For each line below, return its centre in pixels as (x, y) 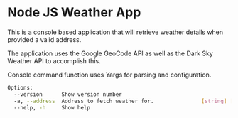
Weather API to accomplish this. (54, 60)
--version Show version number (68, 94)
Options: (20, 87)
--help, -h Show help (52, 107)
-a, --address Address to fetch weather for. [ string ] (120, 101)
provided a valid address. (44, 39)
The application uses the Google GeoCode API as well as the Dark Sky (110, 53)
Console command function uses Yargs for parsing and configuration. (109, 75)
